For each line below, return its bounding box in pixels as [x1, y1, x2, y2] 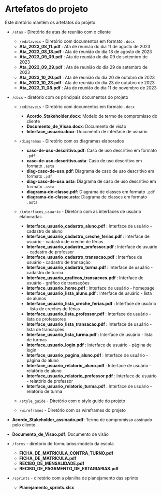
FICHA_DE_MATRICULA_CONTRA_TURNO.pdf [19, 450, 114, 456]
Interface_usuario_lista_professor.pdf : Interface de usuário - [26, 311, 151, 317]
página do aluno [26, 357, 59, 363]
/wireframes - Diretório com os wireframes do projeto [19, 407, 126, 413]
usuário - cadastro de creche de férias [26, 238, 103, 244]
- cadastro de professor [26, 249, 74, 255]
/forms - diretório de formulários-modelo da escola [12, 441, 114, 446]
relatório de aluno [26, 368, 62, 373]
